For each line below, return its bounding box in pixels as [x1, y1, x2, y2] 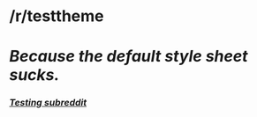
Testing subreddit [9, 97, 87, 109]
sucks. [9, 65, 60, 85]
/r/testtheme [9, 6, 104, 26]
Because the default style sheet [9, 47, 249, 67]
